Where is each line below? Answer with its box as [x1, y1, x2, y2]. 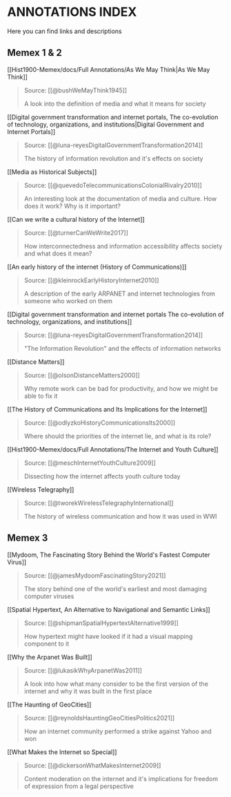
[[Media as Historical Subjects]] [7, 167, 97, 176]
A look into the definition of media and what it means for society [23, 99, 206, 108]
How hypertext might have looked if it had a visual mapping [23, 632, 193, 640]
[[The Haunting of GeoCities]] [7, 700, 92, 709]
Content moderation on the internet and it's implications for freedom [23, 774, 219, 782]
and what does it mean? [23, 249, 92, 258]
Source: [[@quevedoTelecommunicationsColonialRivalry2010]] [23, 181, 202, 189]
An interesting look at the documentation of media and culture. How [23, 194, 217, 202]
